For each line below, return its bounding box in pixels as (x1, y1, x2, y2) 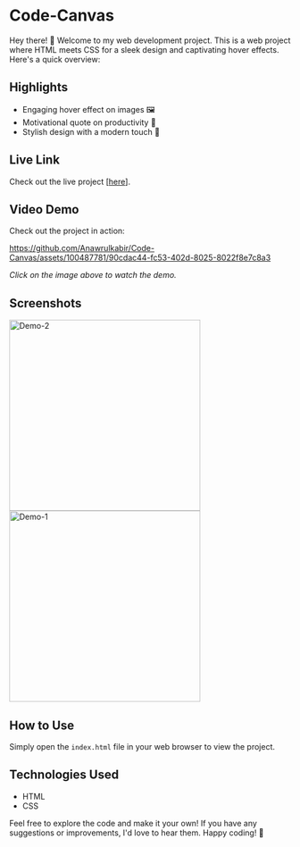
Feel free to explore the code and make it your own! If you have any (9, 818, 257, 828)
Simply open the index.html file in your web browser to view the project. (9, 742, 275, 751)
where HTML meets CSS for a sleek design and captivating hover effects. (9, 44, 279, 55)
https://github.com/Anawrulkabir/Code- (9, 243, 154, 254)
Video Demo (9, 202, 79, 217)
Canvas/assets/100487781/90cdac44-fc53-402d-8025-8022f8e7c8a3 (9, 252, 271, 264)
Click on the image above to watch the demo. (9, 270, 177, 281)
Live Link (9, 153, 61, 168)
